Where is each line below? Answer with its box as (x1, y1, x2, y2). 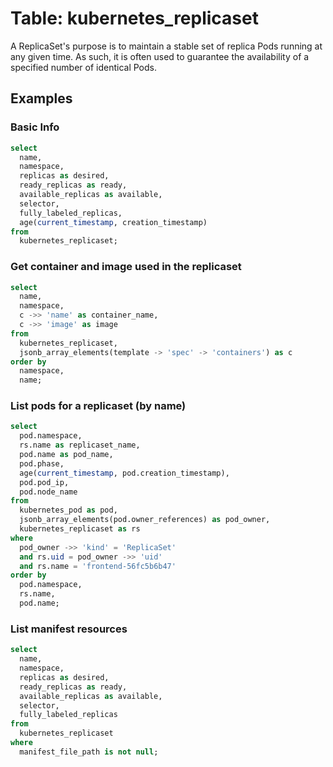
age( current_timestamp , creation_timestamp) (19, 217, 208, 227)
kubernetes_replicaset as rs (19, 524, 141, 534)
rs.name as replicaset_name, (19, 440, 141, 451)
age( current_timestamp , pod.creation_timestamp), (19, 468, 230, 478)
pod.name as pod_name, (19, 450, 114, 460)
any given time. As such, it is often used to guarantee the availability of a (10, 50, 310, 62)
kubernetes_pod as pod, (19, 505, 118, 516)
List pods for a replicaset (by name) (10, 399, 187, 413)
